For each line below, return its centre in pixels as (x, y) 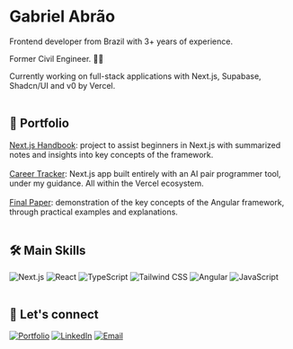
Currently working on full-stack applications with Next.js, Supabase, (136, 76)
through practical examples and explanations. (93, 212)
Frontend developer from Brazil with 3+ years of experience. (121, 41)
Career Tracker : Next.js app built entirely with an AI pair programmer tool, (145, 173)
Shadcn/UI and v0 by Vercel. (62, 85)
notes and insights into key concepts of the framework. (111, 154)
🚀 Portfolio (40, 123)
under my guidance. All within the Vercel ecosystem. (107, 183)
